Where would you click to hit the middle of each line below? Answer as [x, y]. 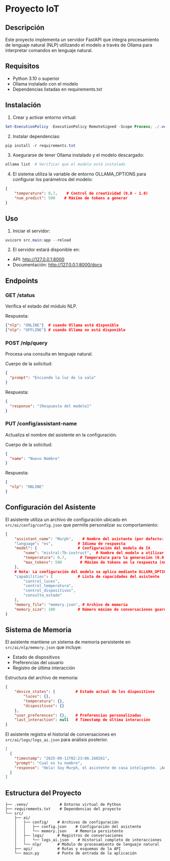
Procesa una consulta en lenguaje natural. [49, 354]
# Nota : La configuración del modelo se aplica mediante [76, 572]
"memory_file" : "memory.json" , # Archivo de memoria [71, 605]
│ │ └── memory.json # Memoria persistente [69, 831]
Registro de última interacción [44, 668]
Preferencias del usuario [38, 663]
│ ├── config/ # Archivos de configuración [67, 823]
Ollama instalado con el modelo [45, 83]
